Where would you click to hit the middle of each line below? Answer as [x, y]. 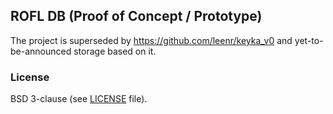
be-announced [41, 51]
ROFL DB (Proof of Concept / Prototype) [136, 16]
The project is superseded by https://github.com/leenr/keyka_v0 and [151, 40]
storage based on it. [115, 51]
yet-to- [309, 40]
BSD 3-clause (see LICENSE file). [79, 99]
